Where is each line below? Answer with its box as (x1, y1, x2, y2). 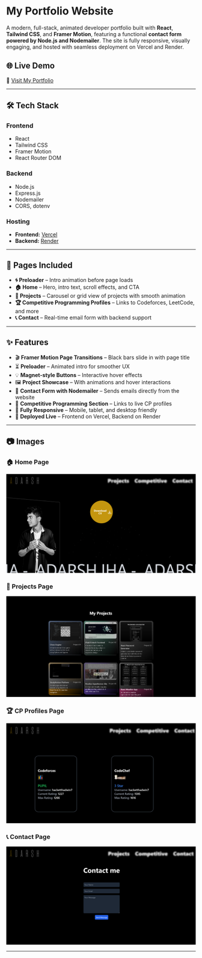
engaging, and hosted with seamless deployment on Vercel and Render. (6, 43, 185, 51)
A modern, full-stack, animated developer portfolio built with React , (6, 24, 173, 31)
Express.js (14, 189, 41, 197)
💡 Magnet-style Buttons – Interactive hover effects (14, 371, 142, 378)
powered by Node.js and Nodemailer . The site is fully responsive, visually (6, 37, 191, 44)
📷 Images (6, 437, 45, 447)
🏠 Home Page (6, 458, 49, 466)
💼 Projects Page (6, 582, 54, 591)
